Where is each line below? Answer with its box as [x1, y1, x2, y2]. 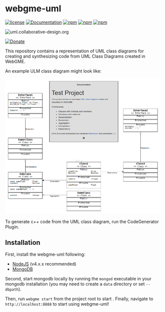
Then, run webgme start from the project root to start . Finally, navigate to [5, 296, 154, 302]
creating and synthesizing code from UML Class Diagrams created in [5, 53, 146, 59]
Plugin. [5, 224, 19, 230]
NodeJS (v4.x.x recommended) [12, 261, 77, 267]
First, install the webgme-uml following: [5, 251, 85, 257]
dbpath [5, 287, 19, 292]
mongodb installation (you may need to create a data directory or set [5, 281, 145, 287]
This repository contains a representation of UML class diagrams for [5, 48, 144, 54]
